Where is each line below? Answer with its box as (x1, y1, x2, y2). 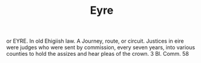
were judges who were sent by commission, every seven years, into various (6, 44, 196, 51)
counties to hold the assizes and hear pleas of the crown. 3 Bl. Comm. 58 (6, 50, 189, 58)
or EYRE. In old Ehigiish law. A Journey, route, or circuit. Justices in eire (6, 37, 185, 45)
